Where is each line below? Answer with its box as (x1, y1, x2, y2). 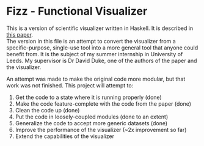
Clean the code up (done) (15, 106, 80, 114)
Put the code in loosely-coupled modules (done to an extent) (15, 113, 169, 120)
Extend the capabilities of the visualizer (15, 133, 115, 140)
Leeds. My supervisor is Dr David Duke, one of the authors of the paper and (6, 57, 197, 64)
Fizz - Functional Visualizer (6, 4, 148, 18)
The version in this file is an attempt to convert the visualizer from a (6, 37, 176, 45)
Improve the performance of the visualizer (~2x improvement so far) (15, 126, 187, 133)
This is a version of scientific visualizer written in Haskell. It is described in (6, 24, 194, 32)
